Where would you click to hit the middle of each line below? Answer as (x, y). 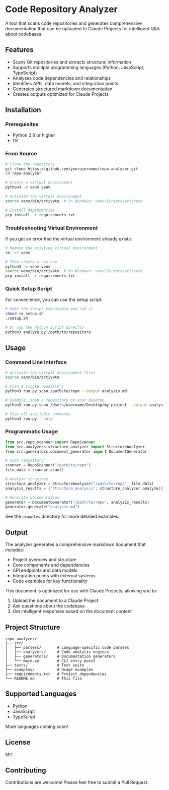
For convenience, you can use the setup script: (54, 300)
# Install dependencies (30, 210)
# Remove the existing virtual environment (52, 248)
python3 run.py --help (29, 419)
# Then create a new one (31, 262)
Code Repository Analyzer (62, 9)
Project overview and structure (45, 560)
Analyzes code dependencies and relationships (62, 78)
